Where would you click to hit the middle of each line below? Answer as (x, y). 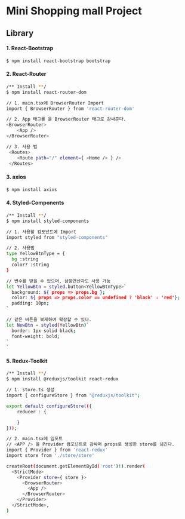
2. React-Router (26, 74)
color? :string (30, 265)
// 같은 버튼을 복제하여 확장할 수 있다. (49, 320)
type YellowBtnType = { (36, 254)
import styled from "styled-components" (57, 237)
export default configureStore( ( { (49, 406)
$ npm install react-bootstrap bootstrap (58, 61)
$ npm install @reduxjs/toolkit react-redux (62, 379)
